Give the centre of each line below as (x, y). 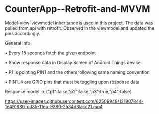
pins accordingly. (23, 33)
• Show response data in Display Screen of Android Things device (73, 62)
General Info (18, 43)
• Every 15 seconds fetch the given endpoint (51, 53)
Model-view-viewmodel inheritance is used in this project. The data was (79, 23)
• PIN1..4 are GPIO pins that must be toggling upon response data (72, 82)
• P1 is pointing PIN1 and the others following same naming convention (78, 72)
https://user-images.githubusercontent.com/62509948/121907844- (75, 101)
